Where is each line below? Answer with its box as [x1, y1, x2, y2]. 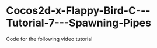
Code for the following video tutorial [6, 35, 93, 42]
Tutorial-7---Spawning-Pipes [6, 16, 152, 29]
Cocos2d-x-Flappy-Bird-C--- [6, 4, 151, 17]
